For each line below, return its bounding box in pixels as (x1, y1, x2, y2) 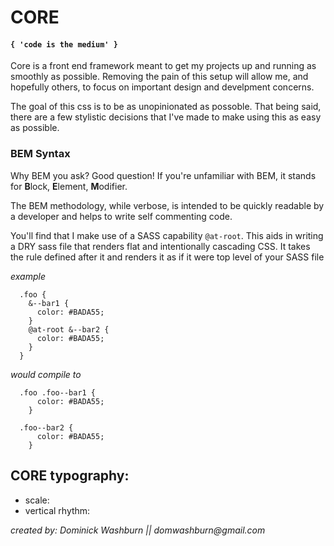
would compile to (10, 368, 82, 380)
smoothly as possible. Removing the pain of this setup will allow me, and (10, 71, 309, 83)
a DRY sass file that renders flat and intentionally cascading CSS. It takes (10, 240, 311, 252)
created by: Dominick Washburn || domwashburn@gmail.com (10, 524, 266, 536)
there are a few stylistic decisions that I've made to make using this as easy (10, 111, 322, 123)
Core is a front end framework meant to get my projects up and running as (10, 60, 317, 72)
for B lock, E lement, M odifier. (10, 180, 128, 192)
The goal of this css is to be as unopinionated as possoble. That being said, (10, 101, 322, 113)
